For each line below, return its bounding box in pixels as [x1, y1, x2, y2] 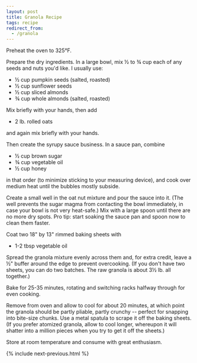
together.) [6, 273, 31, 280]
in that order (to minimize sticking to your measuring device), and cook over [6, 176, 191, 184]
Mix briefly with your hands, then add [6, 107, 98, 114]
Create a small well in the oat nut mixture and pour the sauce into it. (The [6, 194, 183, 201]
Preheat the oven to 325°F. [6, 47, 72, 54]
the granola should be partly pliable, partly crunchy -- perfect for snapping [6, 309, 189, 316]
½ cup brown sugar [14, 152, 63, 160]
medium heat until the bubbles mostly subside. [6, 183, 120, 190]
